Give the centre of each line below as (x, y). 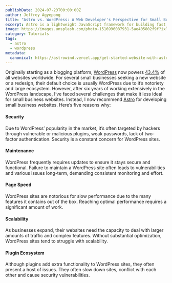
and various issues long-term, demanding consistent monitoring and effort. (84, 173)
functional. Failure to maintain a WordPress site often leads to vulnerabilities (85, 168)
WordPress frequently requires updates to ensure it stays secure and (78, 162)
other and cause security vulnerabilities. (48, 275)
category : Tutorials (27, 34)
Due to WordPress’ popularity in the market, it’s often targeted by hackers (83, 128)
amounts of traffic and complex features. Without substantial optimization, (83, 236)
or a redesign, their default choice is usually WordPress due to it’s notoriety (84, 83)
